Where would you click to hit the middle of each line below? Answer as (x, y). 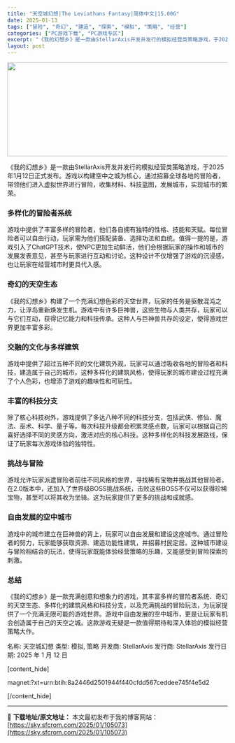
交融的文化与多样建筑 (43, 347)
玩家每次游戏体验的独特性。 (59, 444)
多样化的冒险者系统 (40, 212)
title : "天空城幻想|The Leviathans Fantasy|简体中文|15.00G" (93, 14)
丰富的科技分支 (33, 401)
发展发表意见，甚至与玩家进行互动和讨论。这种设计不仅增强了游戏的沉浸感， (117, 256)
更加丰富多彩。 (35, 327)
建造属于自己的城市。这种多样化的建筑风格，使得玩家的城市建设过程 (117, 372)
